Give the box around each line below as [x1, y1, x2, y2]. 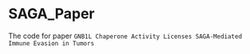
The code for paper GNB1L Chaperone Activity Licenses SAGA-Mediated [8, 31, 242, 40]
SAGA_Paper [8, 5, 95, 23]
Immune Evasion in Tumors [8, 39, 94, 48]
